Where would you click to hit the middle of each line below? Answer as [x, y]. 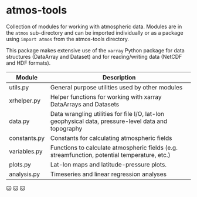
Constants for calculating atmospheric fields [111, 138]
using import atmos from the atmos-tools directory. [68, 39]
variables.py [26, 151]
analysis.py [24, 174]
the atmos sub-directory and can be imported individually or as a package [95, 32]
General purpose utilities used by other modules [116, 87]
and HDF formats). [28, 63]
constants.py [27, 138]
